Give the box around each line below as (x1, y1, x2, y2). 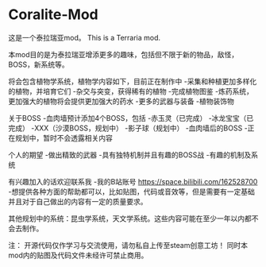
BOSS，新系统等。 (8, 60, 69, 69)
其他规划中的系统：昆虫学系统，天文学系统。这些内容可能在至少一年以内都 (8, 213, 252, 223)
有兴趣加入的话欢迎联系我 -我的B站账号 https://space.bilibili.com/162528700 (8, 176, 258, 186)
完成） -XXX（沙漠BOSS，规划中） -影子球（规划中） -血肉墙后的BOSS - (8, 123, 248, 133)
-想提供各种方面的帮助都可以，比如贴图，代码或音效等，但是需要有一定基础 (8, 187, 256, 196)
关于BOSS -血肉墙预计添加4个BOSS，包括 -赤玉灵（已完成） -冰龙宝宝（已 (8, 113, 254, 122)
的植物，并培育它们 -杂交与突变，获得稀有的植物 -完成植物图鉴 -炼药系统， (8, 86, 254, 96)
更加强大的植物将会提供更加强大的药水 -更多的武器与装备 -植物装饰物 (8, 96, 234, 106)
